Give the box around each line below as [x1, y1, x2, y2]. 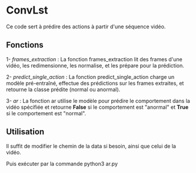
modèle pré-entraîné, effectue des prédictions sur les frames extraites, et [6, 79, 184, 86]
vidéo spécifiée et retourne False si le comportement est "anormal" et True [6, 104, 189, 111]
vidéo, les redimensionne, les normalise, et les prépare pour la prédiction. [6, 62, 184, 69]
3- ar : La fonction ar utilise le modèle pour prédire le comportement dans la [6, 97, 190, 104]
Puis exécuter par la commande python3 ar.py [6, 160, 118, 167]
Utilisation [6, 127, 45, 137]
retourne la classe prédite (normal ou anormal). [6, 86, 121, 93]
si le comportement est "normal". [6, 109, 87, 117]
